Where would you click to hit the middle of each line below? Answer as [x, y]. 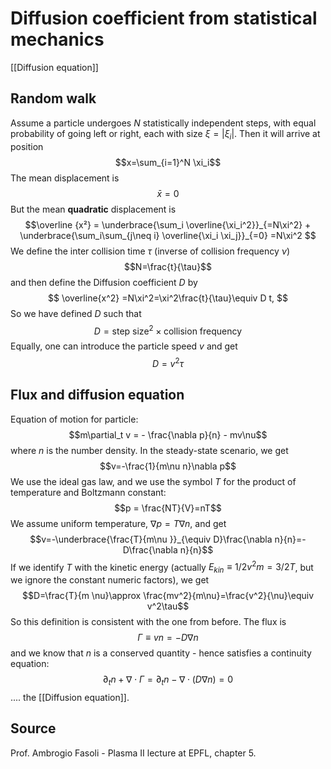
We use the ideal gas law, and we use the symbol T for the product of [153, 481]
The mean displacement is [65, 178]
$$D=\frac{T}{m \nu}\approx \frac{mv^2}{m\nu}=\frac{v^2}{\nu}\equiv [168, 596]
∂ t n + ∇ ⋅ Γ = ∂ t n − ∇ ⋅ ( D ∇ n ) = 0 [168, 680]
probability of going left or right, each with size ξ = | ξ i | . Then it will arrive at [165, 134]
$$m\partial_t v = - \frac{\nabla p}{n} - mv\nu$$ [168, 434]
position [27, 146]
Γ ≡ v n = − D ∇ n [168, 638]
